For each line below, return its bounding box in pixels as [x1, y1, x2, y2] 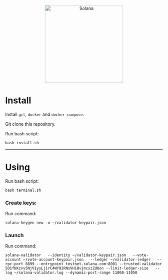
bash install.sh [5, 140, 39, 145]
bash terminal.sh [5, 188, 41, 193]
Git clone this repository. [5, 121, 56, 127]
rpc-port [5, 262, 23, 267]
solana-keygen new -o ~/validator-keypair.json [5, 220, 106, 226]
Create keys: [5, 199, 37, 206]
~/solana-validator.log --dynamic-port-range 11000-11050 [14, 270, 137, 276]
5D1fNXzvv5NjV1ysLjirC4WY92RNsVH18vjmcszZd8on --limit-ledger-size [5, 266, 149, 271]
